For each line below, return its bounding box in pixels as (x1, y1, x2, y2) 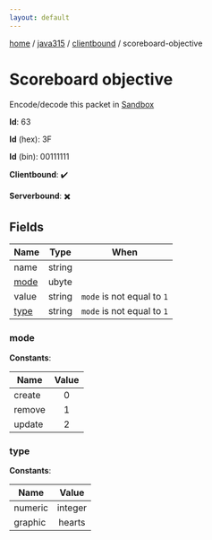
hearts (58, 516, 86, 528)
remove (13, 403, 47, 415)
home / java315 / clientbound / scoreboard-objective (9, 38, 203, 48)
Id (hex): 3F (9, 134, 52, 144)
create (13, 388, 41, 401)
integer (56, 501, 88, 514)
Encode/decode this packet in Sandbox (9, 99, 155, 109)
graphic (13, 516, 47, 528)
